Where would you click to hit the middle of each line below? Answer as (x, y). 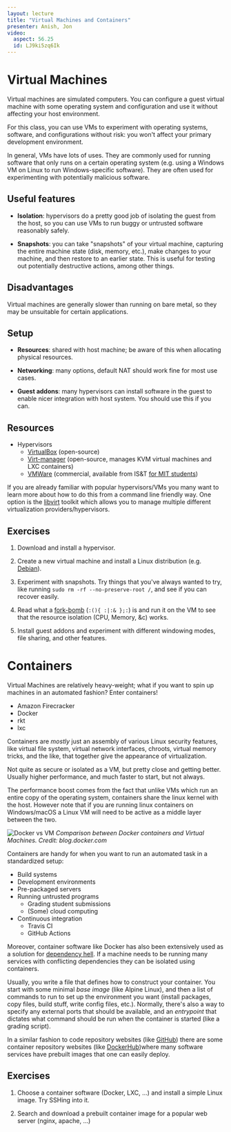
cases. (27, 378)
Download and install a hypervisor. (66, 548)
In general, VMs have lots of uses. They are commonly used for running (109, 155)
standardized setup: (36, 861)
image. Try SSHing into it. (53, 1099)
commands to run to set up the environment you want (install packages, (109, 996)
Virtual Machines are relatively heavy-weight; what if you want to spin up (111, 685)
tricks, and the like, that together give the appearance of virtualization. (107, 756)
